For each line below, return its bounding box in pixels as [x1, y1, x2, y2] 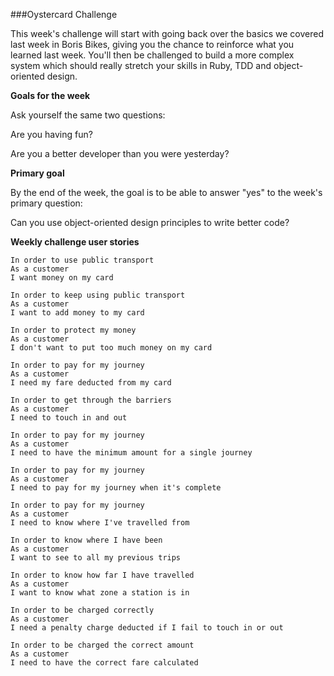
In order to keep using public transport [10, 290, 186, 300]
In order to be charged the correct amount [10, 640, 195, 650]
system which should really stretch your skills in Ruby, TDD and [10, 60, 272, 71]
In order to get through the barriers [10, 395, 172, 405]
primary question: [10, 197, 83, 209]
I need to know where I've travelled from [10, 518, 190, 528]
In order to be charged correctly [10, 605, 155, 615]
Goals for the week [10, 90, 91, 101]
